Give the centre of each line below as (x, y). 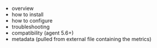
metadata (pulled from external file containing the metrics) (81, 39)
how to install (27, 14)
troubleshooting (31, 27)
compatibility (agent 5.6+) (42, 33)
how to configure (32, 21)
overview (22, 8)
